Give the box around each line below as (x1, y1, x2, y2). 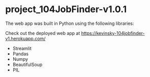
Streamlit (12, 45, 32, 51)
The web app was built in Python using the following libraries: (5, 20, 134, 26)
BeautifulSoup (12, 61, 43, 67)
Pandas (12, 51, 29, 57)
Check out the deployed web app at (5, 30, 80, 36)
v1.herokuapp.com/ (5, 35, 46, 42)
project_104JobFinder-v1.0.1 (5, 4, 127, 15)
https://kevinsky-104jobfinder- (81, 30, 145, 36)
